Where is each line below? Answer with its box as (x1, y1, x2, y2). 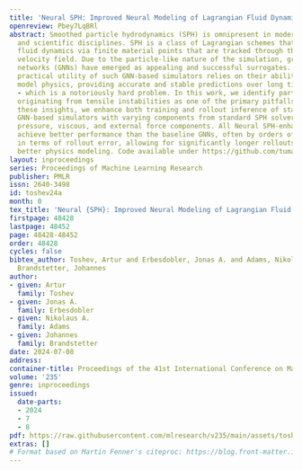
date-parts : (17, 397, 63, 407)
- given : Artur (9, 280, 67, 289)
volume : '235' (9, 372, 63, 382)
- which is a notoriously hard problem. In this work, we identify (17, 88, 276, 97)
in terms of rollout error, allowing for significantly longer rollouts (17, 138, 296, 147)
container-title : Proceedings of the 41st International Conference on (9, 364, 283, 373)
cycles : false (9, 247, 63, 256)
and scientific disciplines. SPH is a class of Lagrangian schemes (17, 38, 276, 48)
